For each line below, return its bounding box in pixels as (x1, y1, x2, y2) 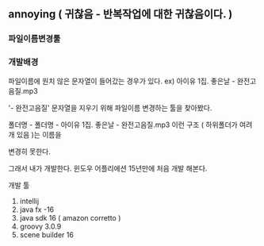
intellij (19, 196, 40, 206)
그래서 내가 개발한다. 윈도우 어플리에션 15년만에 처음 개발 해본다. (8, 163, 208, 173)
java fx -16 (19, 205, 55, 214)
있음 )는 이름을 (16, 129, 62, 139)
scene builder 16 (19, 229, 74, 240)
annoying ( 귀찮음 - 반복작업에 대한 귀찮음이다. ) (8, 7, 233, 21)
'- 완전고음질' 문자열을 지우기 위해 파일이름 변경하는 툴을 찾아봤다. (8, 102, 212, 113)
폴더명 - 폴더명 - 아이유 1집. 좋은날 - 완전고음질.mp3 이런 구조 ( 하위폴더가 (8, 120, 238, 129)
